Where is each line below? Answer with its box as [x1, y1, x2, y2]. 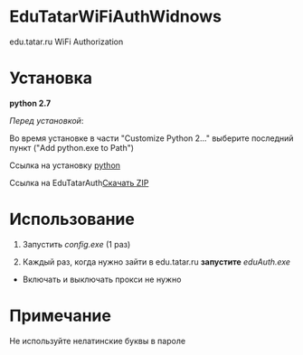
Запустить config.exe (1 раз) [22, 238, 131, 249]
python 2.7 [9, 98, 52, 108]
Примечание [9, 305, 111, 326]
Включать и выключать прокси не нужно [22, 274, 182, 285]
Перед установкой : [9, 115, 84, 126]
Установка [9, 68, 93, 89]
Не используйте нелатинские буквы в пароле [9, 335, 186, 346]
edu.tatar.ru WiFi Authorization [9, 36, 124, 47]
